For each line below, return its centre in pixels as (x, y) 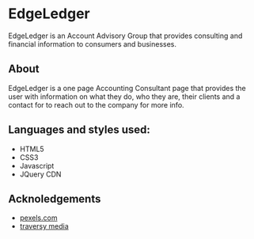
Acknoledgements (55, 199)
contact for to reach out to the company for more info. (96, 104)
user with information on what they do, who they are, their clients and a (124, 97)
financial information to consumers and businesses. (92, 44)
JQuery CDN (40, 174)
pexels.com (38, 218)
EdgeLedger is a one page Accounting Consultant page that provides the (127, 88)
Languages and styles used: (79, 130)
